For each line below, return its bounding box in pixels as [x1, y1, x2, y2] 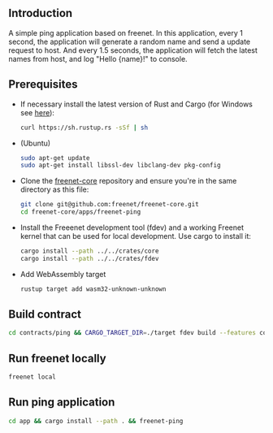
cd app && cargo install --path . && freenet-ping [8, 417, 184, 425]
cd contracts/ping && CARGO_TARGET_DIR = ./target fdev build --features [8, 329, 256, 337]
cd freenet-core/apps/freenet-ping [19, 208, 141, 216]
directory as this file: [19, 184, 89, 194]
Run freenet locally [8, 351, 107, 365]
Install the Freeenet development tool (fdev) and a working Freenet [19, 223, 244, 232]
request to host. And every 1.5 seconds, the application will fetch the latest [8, 45, 258, 55]
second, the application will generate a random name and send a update [8, 37, 251, 46]
